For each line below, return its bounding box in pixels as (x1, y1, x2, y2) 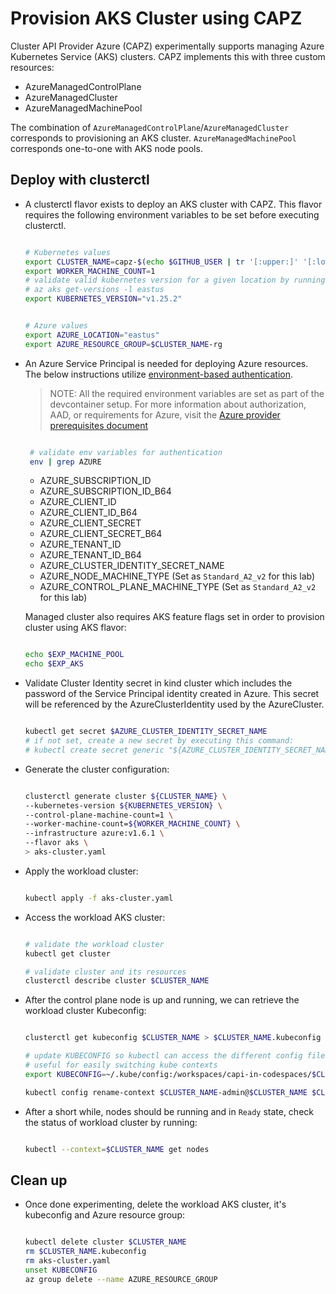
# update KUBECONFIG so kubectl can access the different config (24, 1051, 303, 1061)
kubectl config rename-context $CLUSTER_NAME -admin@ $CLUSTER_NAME (24, 1087, 308, 1097)
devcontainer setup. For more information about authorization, (49, 398, 307, 410)
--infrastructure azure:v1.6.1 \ (24, 828, 165, 839)
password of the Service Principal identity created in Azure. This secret (24, 688, 320, 700)
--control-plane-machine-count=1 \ (24, 810, 174, 820)
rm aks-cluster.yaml (24, 1256, 111, 1266)
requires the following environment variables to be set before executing (24, 208, 320, 221)
